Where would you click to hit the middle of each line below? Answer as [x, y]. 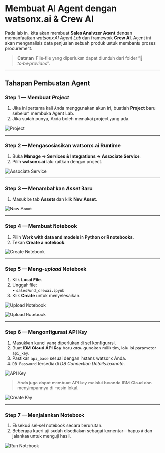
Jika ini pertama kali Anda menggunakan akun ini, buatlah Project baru [84, 108]
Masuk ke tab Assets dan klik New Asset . [55, 199]
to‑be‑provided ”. [34, 63]
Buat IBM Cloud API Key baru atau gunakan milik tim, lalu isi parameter [84, 348]
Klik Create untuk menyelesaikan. [46, 295]
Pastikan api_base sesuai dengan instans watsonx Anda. [69, 358]
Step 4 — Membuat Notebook [41, 226]
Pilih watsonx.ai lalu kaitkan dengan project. [57, 161]
